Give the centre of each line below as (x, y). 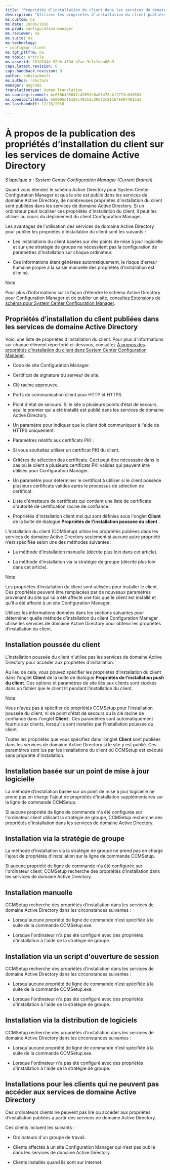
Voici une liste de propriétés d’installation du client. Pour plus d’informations (84, 339)
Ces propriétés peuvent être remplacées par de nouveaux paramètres (78, 592)
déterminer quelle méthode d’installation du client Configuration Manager (82, 618)
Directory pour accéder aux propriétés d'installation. (60, 662)
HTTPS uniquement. (34, 430)
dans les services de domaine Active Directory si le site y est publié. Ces (81, 744)
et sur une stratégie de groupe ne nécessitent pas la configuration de (85, 247)
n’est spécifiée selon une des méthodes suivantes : (59, 542)
